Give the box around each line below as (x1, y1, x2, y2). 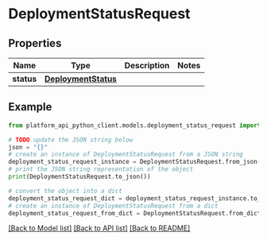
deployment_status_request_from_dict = (8, 209, 141, 217)
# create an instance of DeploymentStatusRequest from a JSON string (8, 150, 244, 159)
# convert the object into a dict (8, 187, 123, 195)
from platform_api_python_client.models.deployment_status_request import (8, 121, 261, 130)
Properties (8, 37, 62, 50)
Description (124, 60, 170, 71)
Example (8, 100, 52, 114)
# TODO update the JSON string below (8, 136, 133, 144)
